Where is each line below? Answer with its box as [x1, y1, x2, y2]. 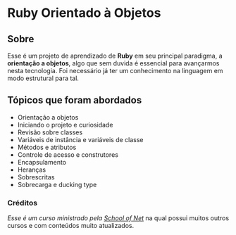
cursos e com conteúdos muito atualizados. [7, 222, 135, 230]
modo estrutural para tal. [7, 74, 80, 82]
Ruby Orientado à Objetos [7, 5, 161, 21]
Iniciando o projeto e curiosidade [17, 120, 113, 129]
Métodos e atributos [17, 143, 77, 151]
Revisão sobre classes [17, 128, 83, 136]
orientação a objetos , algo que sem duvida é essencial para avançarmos [7, 59, 220, 68]
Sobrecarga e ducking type [17, 180, 97, 189]
